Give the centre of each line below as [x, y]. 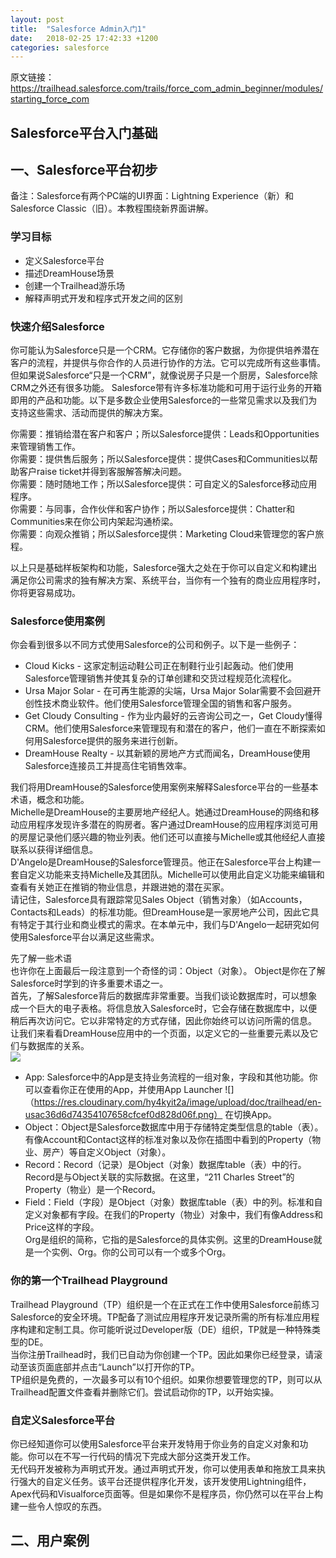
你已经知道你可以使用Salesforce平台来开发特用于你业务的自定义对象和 [155, 1443]
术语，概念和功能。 [50, 800]
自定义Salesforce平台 [63, 1420]
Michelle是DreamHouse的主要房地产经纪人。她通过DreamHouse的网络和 [160, 812]
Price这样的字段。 [62, 1227]
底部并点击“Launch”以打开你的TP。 [126, 1367]
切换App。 [255, 1115]
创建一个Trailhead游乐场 [74, 285]
